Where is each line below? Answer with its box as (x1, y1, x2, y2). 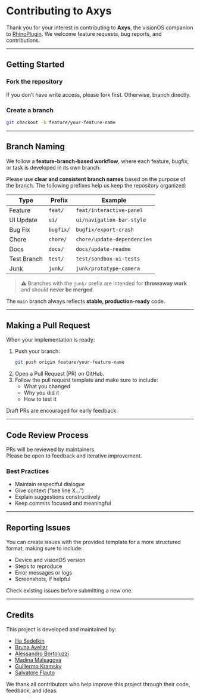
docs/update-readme (76, 245, 131, 252)
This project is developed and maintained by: (6, 626, 117, 633)
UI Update (9, 216, 37, 224)
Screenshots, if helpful (14, 575, 71, 583)
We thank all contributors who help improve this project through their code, (6, 681, 190, 688)
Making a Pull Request (6, 321, 90, 330)
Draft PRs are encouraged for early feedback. (6, 407, 118, 415)
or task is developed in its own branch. (6, 164, 101, 171)
